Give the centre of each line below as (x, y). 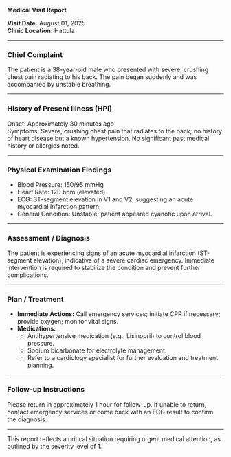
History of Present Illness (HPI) (59, 109)
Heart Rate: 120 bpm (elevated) (61, 192)
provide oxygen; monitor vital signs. (68, 322)
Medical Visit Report (37, 10)
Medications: (36, 328)
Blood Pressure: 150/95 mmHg (60, 184)
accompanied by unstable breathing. (59, 85)
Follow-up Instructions (46, 390)
